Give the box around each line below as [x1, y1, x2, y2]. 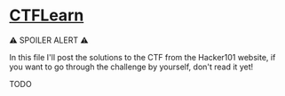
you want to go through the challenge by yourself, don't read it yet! [9, 61, 254, 72]
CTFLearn [9, 5, 84, 26]
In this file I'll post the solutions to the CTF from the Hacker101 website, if [9, 52, 276, 62]
